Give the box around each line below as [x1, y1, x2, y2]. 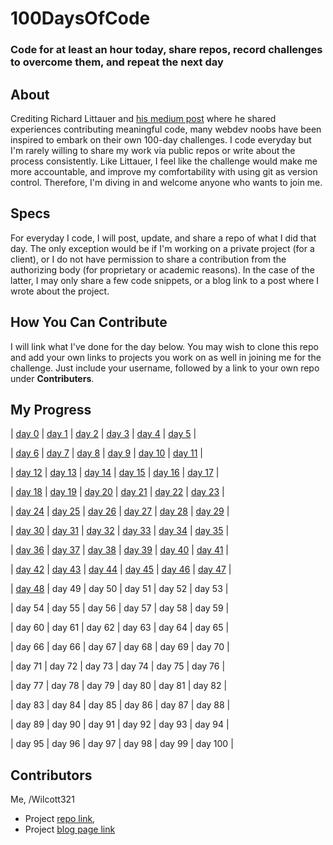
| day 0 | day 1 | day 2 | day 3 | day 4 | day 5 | [10, 428, 197, 440]
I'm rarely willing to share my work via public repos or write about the [10, 144, 296, 156]
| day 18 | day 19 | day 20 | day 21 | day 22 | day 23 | [10, 486, 225, 498]
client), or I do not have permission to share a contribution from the [10, 253, 287, 265]
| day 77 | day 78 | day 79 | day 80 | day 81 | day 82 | [10, 680, 228, 692]
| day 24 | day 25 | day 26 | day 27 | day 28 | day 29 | [10, 505, 230, 517]
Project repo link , [24, 813, 96, 825]
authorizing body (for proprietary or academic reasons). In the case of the [10, 263, 315, 276]
